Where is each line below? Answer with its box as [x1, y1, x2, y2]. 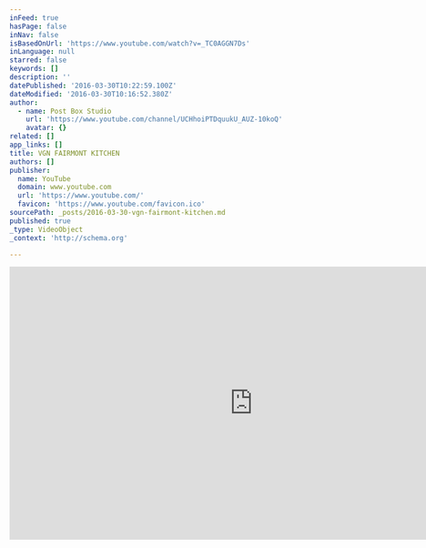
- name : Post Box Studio [17, 107, 112, 116]
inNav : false [9, 30, 59, 39]
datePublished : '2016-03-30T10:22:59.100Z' [9, 81, 177, 90]
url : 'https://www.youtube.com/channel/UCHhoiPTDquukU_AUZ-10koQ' [25, 115, 283, 124]
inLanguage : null [9, 47, 76, 56]
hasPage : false [9, 22, 67, 31]
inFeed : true [9, 13, 59, 23]
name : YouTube [17, 174, 71, 183]
